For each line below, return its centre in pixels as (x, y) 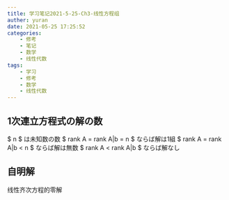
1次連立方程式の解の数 (55, 121)
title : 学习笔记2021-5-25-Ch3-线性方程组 (63, 14)
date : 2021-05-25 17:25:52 (46, 26)
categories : (24, 33)
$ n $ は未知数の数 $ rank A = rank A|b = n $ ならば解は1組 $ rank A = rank (114, 139)
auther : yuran (28, 20)
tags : (15, 65)
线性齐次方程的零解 (35, 190)
